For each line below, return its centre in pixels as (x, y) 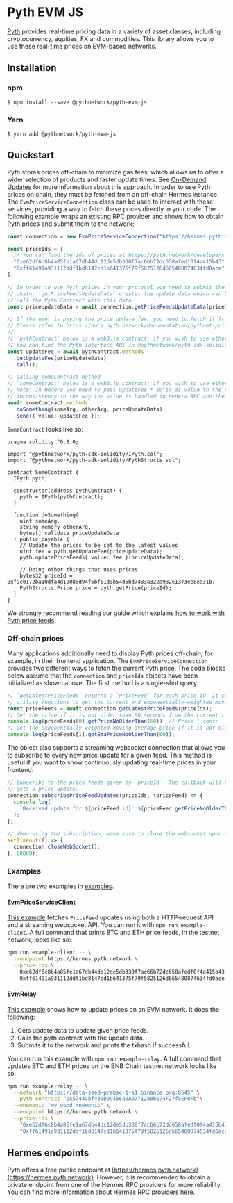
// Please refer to (35, 326)
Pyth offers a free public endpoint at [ (61, 1170)
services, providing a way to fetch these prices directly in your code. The (112, 208)
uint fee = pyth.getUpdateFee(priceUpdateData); (91, 551)
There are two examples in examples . (61, 886)
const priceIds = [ (35, 249)
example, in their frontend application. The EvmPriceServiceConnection (107, 660)
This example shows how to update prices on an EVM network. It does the (113, 1009)
